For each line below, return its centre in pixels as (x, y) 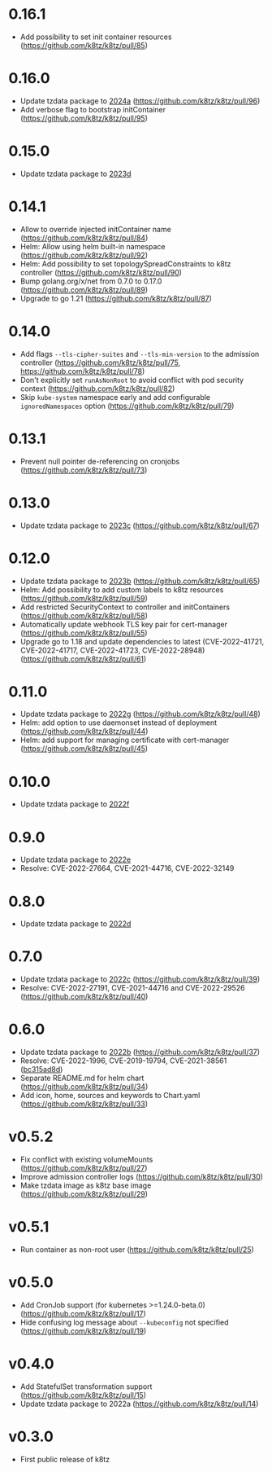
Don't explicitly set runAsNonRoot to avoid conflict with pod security (132, 380)
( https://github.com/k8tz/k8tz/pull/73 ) (84, 470)
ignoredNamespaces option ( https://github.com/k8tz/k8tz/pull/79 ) (127, 406)
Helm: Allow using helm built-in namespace (93, 246)
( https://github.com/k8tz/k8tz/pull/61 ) (83, 659)
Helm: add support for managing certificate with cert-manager (125, 740)
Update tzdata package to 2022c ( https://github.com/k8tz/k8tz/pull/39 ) (140, 979)
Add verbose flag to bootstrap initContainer (93, 109)
